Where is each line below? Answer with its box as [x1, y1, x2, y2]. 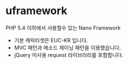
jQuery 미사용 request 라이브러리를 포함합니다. [14, 51, 124, 58]
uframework [5, 4, 67, 18]
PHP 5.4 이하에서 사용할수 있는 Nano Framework [5, 24, 121, 31]
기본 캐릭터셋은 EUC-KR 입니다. [14, 36, 88, 43]
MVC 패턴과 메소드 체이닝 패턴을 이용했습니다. [14, 44, 121, 51]
